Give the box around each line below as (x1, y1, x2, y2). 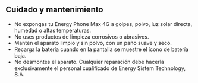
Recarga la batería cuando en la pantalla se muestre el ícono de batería (14, 46, 188, 53)
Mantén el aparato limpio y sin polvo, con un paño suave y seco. (14, 39, 172, 46)
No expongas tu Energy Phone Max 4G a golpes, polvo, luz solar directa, (14, 20, 193, 27)
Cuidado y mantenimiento (5, 5, 103, 15)
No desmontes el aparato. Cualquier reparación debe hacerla (14, 58, 165, 65)
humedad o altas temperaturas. (14, 27, 92, 34)
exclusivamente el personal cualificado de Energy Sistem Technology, (14, 65, 186, 72)
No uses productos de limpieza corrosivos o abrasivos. (14, 33, 149, 40)
